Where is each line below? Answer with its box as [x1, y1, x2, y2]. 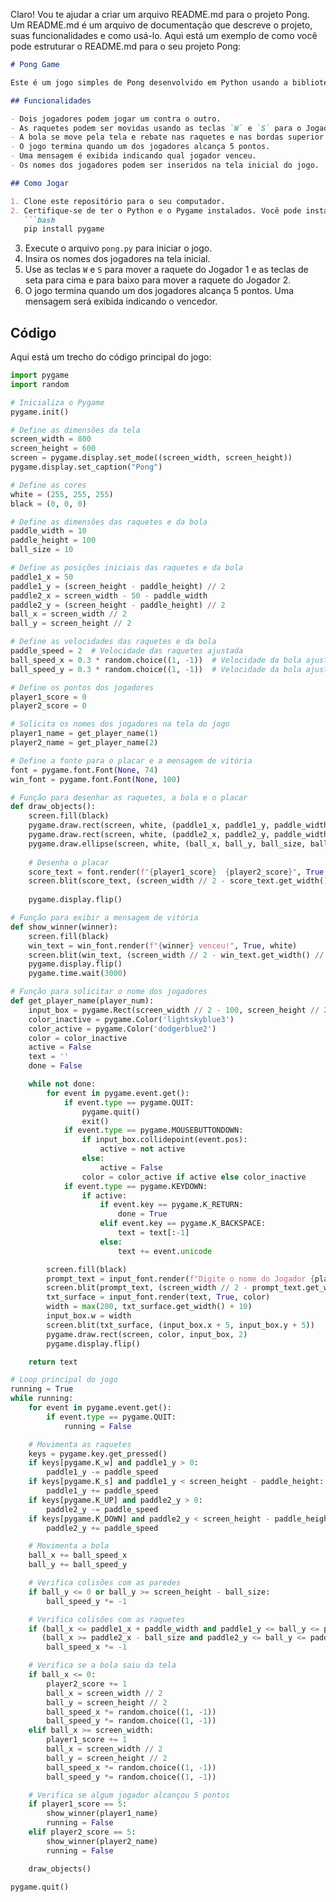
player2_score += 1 [46, 1679, 128, 1689]
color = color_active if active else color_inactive [81, 1172, 307, 1182]
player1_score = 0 [10, 692, 87, 702]
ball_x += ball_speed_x [28, 1550, 128, 1561]
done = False [28, 1061, 83, 1071]
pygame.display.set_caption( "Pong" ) [10, 462, 163, 473]
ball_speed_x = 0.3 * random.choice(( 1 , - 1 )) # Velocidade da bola [10, 655, 302, 665]
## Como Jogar [10, 178, 70, 188]
